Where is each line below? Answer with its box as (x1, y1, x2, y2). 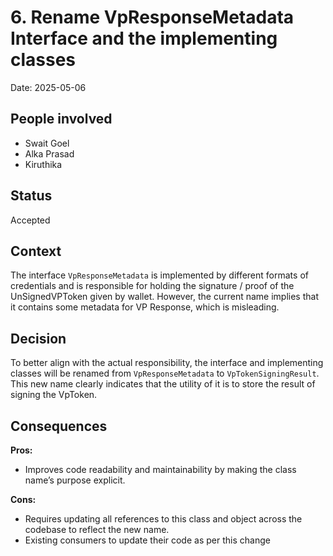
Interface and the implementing (10, 27, 278, 50)
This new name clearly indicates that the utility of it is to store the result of (10, 378, 316, 390)
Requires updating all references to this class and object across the (24, 513, 303, 525)
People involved (10, 111, 113, 128)
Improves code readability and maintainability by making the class (24, 464, 297, 475)
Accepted (10, 214, 51, 226)
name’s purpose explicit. (24, 474, 126, 486)
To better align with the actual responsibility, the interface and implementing (10, 357, 324, 369)
